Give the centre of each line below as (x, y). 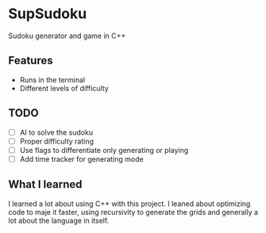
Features (31, 61)
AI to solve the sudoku (56, 132)
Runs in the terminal (52, 79)
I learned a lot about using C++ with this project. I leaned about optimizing (129, 204)
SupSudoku (48, 14)
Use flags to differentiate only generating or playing (104, 150)
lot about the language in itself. (59, 220)
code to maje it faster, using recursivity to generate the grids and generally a (133, 212)
